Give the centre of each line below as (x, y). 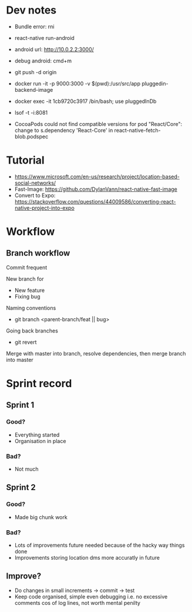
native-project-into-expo (44, 208)
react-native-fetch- (137, 130)
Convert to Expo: (35, 195)
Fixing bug (27, 296)
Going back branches (32, 331)
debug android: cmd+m (43, 61)
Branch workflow (38, 253)
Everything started (37, 435)
